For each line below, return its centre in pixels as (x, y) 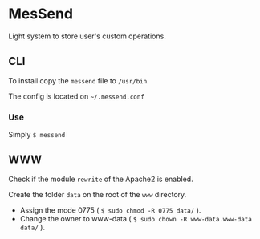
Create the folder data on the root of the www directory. (97, 194)
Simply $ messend (37, 135)
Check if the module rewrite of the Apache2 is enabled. (101, 179)
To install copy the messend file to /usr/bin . (79, 80)
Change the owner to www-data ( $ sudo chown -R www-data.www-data (136, 218)
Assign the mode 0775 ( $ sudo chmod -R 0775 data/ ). (110, 210)
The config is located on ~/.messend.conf (76, 96)
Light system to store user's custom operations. (87, 36)
